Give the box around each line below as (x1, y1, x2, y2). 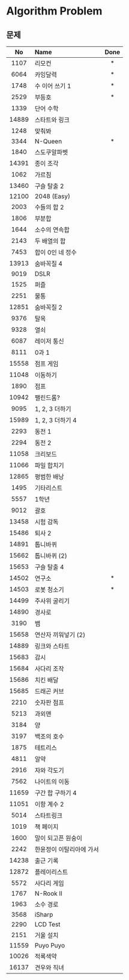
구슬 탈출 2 (34, 182, 64, 190)
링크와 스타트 (34, 642, 70, 650)
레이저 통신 (34, 337, 64, 345)
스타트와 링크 (34, 116, 70, 124)
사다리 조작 (34, 664, 64, 673)
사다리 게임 (34, 879, 64, 887)
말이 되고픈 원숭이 (34, 834, 83, 842)
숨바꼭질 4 (34, 260, 63, 267)
